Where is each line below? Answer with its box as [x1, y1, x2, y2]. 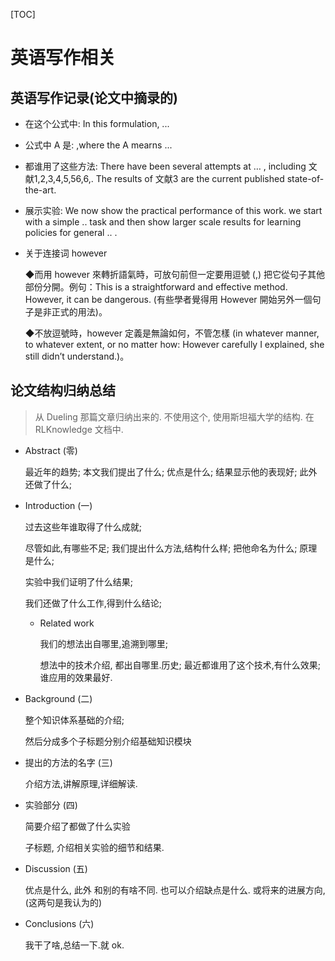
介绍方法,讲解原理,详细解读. [24, 777, 138, 789]
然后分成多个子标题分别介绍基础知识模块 [24, 735, 192, 747]
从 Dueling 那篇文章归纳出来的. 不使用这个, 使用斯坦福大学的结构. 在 [34, 410, 315, 423]
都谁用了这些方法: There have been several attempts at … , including [24, 160, 307, 172]
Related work [39, 617, 95, 629]
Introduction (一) [24, 499, 93, 511]
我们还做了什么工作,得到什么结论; [24, 597, 163, 609]
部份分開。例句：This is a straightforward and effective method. [24, 281, 288, 293]
